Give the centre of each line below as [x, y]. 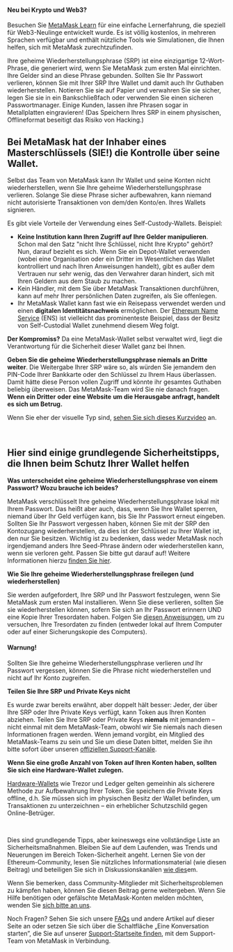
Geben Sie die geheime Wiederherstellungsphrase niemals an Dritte [107, 360]
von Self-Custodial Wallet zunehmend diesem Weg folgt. [98, 325]
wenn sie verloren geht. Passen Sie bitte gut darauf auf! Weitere [99, 553]
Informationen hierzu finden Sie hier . [59, 560]
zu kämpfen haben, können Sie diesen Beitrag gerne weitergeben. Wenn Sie [116, 891]
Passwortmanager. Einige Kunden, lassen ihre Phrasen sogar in [98, 105]
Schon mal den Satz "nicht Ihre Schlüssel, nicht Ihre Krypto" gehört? [115, 244]
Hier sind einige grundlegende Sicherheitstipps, [113, 453]
